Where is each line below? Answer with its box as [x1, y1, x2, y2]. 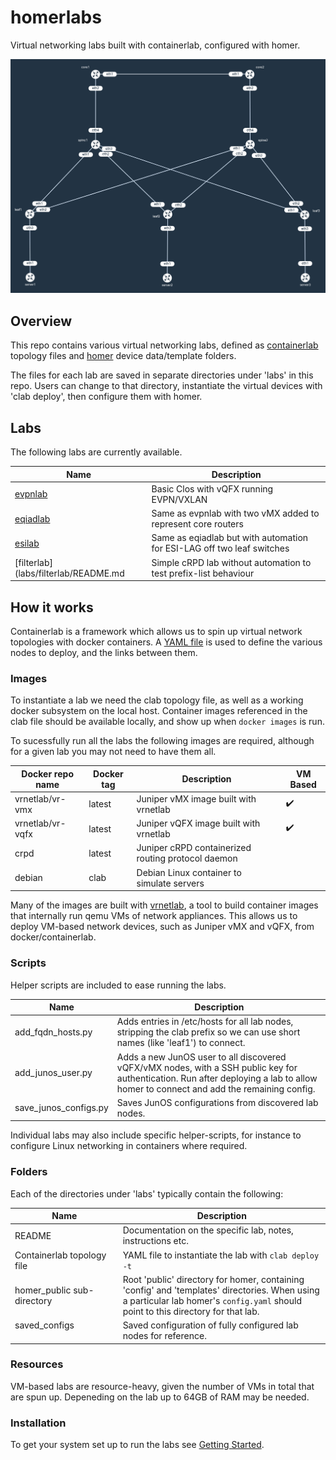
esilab [14, 537, 40, 549]
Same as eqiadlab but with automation [151, 532, 309, 544]
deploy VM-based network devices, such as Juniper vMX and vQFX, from [10, 921, 315, 933]
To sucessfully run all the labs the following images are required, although [10, 735, 315, 747]
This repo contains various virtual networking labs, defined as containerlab [10, 339, 319, 351]
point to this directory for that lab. [122, 1305, 260, 1317]
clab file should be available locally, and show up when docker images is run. [10, 716, 325, 728]
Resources [10, 1357, 64, 1371]
